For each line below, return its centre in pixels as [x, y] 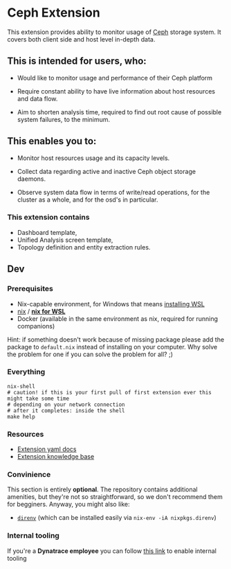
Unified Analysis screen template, [65, 240]
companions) [36, 326]
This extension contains [48, 218]
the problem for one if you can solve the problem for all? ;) [90, 354]
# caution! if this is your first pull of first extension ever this [110, 392]
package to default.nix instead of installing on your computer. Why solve [112, 347]
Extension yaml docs [47, 449]
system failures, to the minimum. [64, 119]
